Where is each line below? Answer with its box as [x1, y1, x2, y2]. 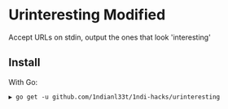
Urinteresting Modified [8, 6, 166, 24]
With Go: [8, 77, 38, 86]
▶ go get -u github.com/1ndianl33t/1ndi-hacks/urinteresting [8, 93, 221, 101]
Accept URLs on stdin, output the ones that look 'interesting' [8, 32, 212, 42]
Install [8, 56, 41, 69]
